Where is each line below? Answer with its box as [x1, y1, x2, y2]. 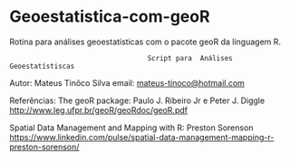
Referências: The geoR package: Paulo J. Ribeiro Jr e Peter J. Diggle [9, 95, 266, 106]
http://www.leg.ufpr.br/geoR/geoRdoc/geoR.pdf [9, 104, 188, 115]
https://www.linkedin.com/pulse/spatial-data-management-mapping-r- [9, 131, 275, 142]
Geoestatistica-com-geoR [9, 6, 210, 27]
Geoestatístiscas [9, 62, 75, 71]
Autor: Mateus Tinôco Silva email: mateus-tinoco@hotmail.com [9, 77, 245, 88]
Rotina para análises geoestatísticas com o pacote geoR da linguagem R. [9, 36, 282, 47]
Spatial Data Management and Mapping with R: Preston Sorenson [9, 122, 254, 133]
